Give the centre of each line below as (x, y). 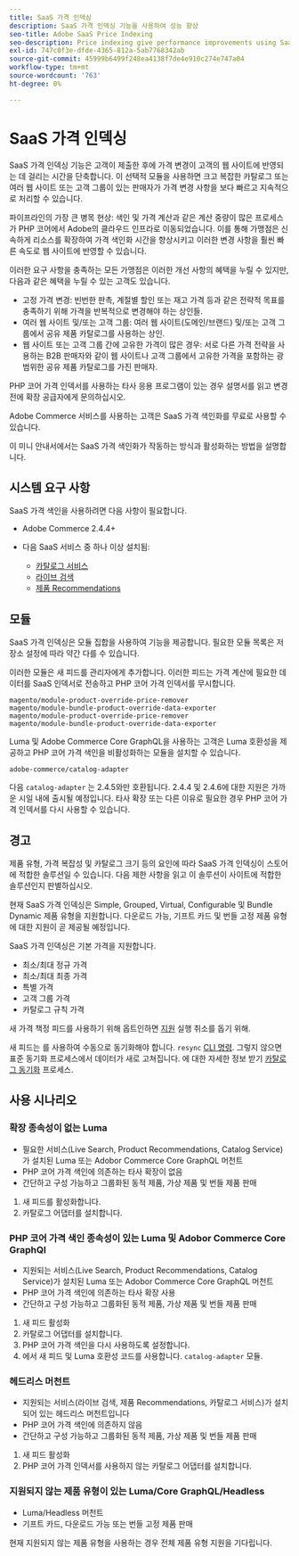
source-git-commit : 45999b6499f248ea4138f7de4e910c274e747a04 (127, 59)
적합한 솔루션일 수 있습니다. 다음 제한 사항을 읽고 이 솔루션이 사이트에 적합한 (150, 874)
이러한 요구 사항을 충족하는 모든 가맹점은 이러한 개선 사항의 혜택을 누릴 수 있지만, (149, 269)
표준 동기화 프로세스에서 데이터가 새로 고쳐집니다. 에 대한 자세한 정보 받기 (136, 1058)
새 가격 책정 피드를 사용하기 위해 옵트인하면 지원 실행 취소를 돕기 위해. (130, 1028)
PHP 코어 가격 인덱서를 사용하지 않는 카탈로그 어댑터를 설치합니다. (137, 1466)
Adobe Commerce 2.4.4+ (69, 529)
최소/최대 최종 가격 (54, 976)
